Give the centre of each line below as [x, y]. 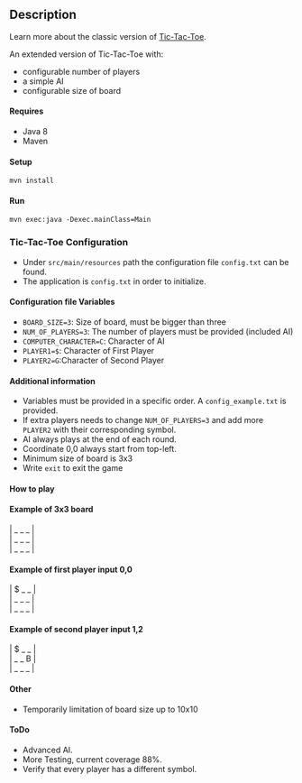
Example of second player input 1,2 [77, 629]
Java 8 [35, 132]
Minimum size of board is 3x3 [78, 458]
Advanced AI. [48, 750]
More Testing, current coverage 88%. [92, 759]
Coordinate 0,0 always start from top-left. [100, 449]
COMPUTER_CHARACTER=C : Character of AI [93, 341]
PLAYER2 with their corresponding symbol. [99, 430]
